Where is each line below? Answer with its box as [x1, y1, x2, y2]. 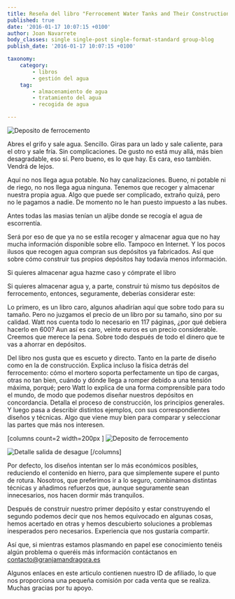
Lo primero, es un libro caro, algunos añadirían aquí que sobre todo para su [7, 303, 225, 311]
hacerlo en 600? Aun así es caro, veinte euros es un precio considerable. [7, 325, 218, 333]
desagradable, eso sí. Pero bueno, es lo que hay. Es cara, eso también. [7, 155, 212, 163]
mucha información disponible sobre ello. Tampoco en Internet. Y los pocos [7, 240, 226, 248]
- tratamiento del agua [32, 94, 101, 101]
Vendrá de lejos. [7, 162, 55, 170]
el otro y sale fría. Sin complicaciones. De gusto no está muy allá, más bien [7, 148, 223, 155]
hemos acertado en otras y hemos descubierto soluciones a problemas [7, 519, 213, 528]
